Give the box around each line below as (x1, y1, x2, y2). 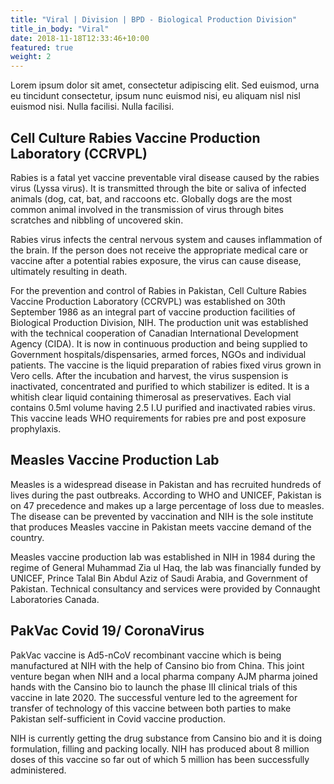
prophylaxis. (10, 422, 62, 435)
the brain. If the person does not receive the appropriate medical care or (10, 244, 308, 256)
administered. (10, 764, 67, 776)
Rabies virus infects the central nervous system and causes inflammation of (10, 233, 323, 245)
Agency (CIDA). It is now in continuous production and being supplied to (10, 337, 308, 350)
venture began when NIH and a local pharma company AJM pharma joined (10, 670, 318, 682)
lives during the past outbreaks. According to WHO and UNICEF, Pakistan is (10, 489, 322, 501)
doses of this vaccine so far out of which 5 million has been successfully (10, 753, 310, 765)
